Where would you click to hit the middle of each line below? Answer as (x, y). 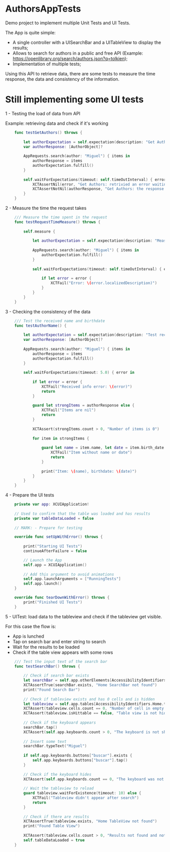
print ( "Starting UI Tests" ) (53, 547)
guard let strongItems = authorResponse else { (83, 406)
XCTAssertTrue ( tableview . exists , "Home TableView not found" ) (90, 821)
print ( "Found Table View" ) (52, 826)
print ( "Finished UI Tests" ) (53, 602)
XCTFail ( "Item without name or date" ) (91, 453)
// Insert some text (45, 741)
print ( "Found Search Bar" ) (52, 690)
